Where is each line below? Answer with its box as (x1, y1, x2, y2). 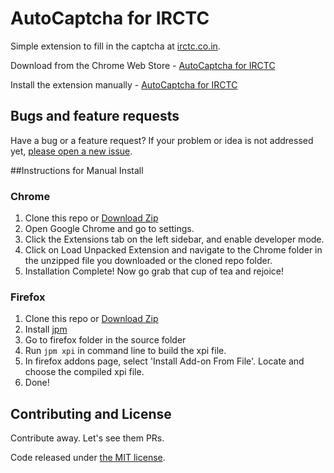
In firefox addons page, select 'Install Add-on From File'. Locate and (24, 355, 305, 367)
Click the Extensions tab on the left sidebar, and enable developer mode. (24, 233, 325, 246)
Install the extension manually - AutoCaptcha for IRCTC (10, 78, 238, 91)
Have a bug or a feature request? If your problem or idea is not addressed (10, 134, 314, 146)
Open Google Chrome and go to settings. (24, 223, 195, 235)
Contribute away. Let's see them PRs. (10, 432, 165, 444)
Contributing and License (10, 405, 172, 422)
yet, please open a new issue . (10, 145, 133, 157)
